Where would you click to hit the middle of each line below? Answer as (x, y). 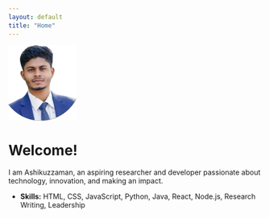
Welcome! (43, 150)
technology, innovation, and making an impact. (86, 181)
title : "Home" (32, 25)
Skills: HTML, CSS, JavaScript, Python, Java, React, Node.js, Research (138, 196)
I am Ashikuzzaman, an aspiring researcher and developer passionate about (134, 172)
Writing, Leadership (53, 205)
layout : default (35, 17)
